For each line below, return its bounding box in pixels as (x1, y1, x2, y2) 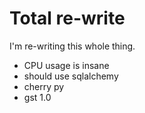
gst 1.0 (23, 91, 52, 103)
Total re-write (9, 7, 126, 30)
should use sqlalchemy (23, 70, 119, 82)
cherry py (23, 80, 65, 92)
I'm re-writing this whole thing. (9, 40, 136, 52)
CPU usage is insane (23, 59, 110, 71)
